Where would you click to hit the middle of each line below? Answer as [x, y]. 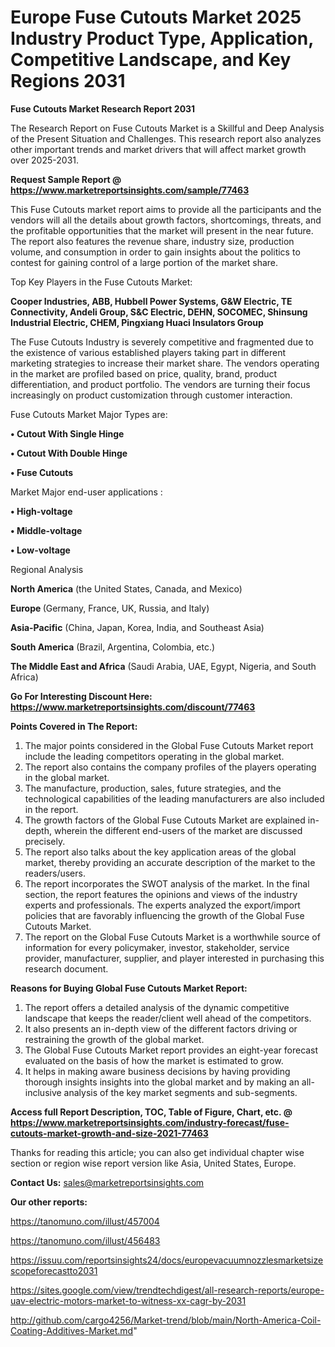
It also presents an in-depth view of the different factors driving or [161, 1028]
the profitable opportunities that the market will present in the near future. [162, 230]
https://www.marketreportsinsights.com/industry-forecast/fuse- [150, 1122]
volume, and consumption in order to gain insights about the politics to [155, 252]
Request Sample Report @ [66, 179]
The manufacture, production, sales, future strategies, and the [153, 788]
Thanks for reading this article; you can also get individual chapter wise [157, 1152]
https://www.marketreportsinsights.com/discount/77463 [133, 707]
